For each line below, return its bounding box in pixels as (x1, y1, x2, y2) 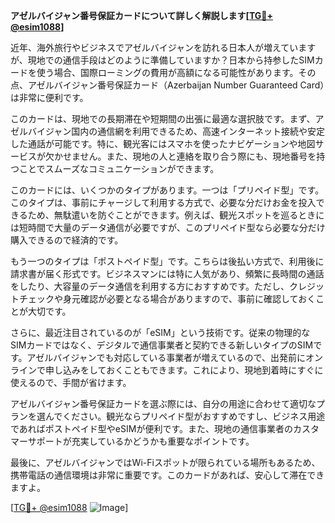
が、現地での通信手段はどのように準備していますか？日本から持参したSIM (10, 54, 315, 66)
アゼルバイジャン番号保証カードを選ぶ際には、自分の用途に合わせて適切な (10, 398, 317, 409)
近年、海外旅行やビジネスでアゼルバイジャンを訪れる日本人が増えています (10, 42, 317, 53)
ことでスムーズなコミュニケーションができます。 (18, 163, 220, 174)
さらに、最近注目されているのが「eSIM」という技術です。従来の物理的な (10, 327, 311, 338)
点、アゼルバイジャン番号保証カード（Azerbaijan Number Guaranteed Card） (10, 79, 325, 91)
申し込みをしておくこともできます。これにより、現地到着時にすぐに (44, 364, 324, 376)
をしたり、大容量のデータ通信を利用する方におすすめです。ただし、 (10, 280, 290, 292)
